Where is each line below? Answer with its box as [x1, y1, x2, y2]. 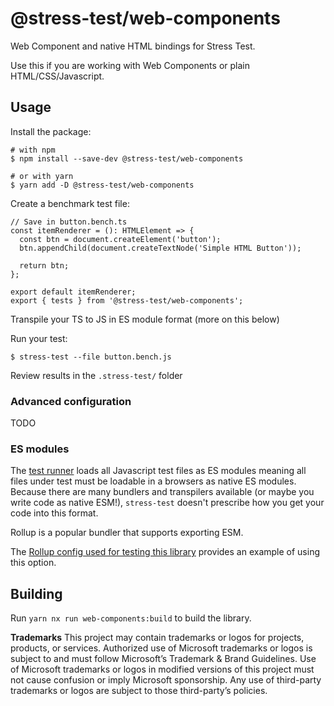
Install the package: [10, 125, 92, 137]
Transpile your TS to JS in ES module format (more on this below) [10, 313, 280, 325]
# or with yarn [10, 171, 74, 181]
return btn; [19, 260, 70, 271]
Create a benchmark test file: [10, 197, 130, 209]
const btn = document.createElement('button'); [19, 234, 222, 244]
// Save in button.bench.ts [10, 217, 128, 227]
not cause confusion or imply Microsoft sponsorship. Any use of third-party [10, 674, 322, 686]
